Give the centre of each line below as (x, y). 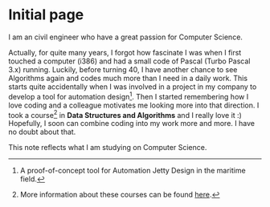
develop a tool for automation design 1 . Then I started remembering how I (129, 95)
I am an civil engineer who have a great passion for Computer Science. (126, 37)
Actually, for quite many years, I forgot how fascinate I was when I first (125, 52)
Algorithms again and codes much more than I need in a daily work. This (128, 78)
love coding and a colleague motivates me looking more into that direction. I (134, 105)
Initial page (46, 15)
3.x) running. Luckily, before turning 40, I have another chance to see (123, 69)
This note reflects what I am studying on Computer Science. (108, 148)
